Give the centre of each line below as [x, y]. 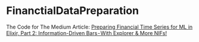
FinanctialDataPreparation [72, 11]
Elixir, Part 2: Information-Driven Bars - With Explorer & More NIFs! [87, 33]
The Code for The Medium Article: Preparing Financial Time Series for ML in [99, 27]
